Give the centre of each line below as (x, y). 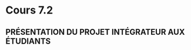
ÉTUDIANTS (28, 41)
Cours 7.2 (29, 10)
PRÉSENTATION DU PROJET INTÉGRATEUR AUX (95, 32)
